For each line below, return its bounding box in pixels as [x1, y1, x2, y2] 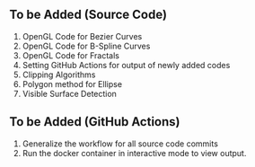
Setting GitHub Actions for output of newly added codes [22, 59, 231, 70]
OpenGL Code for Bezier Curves [22, 31, 143, 41]
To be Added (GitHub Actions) [9, 114, 180, 129]
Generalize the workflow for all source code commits [22, 138, 218, 149]
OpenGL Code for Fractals [22, 49, 119, 61]
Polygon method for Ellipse [22, 78, 123, 89]
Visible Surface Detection [22, 88, 117, 99]
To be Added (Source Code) [9, 7, 168, 22]
